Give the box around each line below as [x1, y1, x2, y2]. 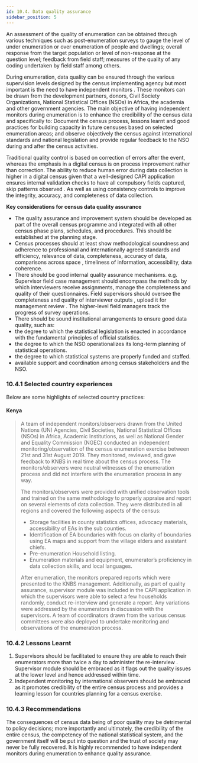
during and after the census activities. [6, 143, 99, 150]
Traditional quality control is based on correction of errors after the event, [6, 154, 185, 161]
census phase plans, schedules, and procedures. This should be [14, 227, 172, 234]
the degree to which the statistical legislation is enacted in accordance [14, 328, 187, 335]
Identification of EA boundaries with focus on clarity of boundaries [29, 531, 191, 538]
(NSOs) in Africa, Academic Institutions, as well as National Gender [20, 433, 184, 439]
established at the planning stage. [14, 233, 98, 240]
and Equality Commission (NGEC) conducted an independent [20, 439, 170, 446]
